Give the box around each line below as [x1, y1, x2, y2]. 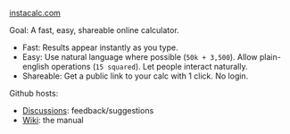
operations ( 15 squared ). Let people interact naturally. [51, 62, 248, 71]
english [21, 62, 50, 71]
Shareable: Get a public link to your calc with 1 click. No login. [21, 71, 249, 81]
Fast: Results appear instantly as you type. [21, 42, 178, 53]
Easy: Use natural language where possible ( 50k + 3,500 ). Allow [21, 52, 258, 62]
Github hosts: [9, 88, 59, 98]
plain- [259, 52, 281, 62]
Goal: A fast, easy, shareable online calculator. [9, 25, 180, 35]
